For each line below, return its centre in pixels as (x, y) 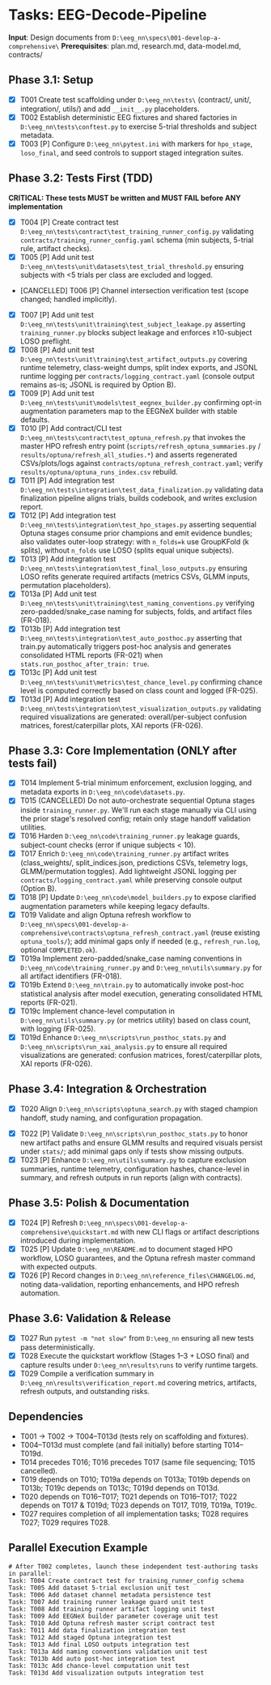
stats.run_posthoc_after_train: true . (85, 664)
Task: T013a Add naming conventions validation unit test (108, 1651)
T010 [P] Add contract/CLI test (71, 429)
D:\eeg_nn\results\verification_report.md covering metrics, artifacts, (138, 1382)
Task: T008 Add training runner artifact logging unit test (112, 1609)
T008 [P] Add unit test (57, 349)
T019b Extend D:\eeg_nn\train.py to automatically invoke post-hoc (132, 984)
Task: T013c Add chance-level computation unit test (99, 1666)
